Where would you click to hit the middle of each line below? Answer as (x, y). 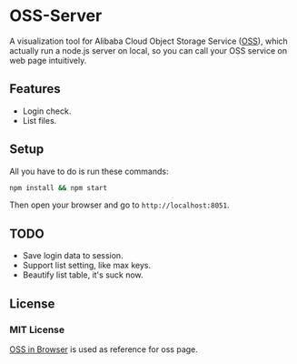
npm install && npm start (58, 187)
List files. (40, 120)
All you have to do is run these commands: (89, 171)
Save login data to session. (73, 256)
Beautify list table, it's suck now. (83, 275)
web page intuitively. (48, 60)
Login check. (47, 111)
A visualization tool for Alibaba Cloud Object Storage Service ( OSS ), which (148, 41)
